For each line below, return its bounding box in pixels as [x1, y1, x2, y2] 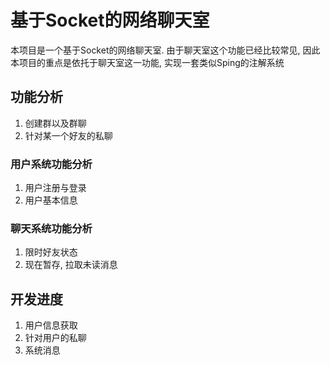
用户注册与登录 [24, 182, 87, 194]
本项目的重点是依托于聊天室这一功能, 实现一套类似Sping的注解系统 [10, 56, 285, 68]
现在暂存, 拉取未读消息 [24, 259, 118, 271]
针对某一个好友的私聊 [24, 129, 113, 141]
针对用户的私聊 [24, 332, 87, 344]
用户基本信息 [24, 194, 78, 206]
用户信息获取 [24, 319, 78, 331]
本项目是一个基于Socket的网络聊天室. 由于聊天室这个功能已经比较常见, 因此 [10, 44, 321, 56]
